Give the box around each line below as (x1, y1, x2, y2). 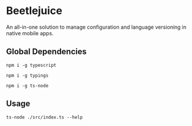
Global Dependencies (6, 47, 87, 57)
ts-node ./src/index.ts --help (6, 114, 83, 120)
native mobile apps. (6, 29, 54, 36)
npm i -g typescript (6, 62, 57, 68)
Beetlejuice (6, 4, 63, 18)
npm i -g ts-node (6, 83, 49, 88)
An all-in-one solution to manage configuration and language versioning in (6, 23, 187, 30)
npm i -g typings (6, 72, 49, 79)
